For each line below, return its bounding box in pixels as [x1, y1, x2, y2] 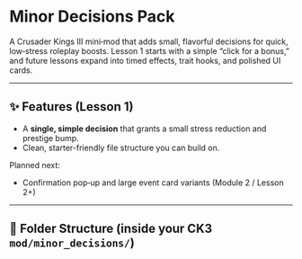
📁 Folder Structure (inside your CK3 [9, 221, 213, 237]
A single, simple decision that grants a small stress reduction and [22, 123, 267, 134]
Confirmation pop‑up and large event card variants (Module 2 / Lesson [22, 177, 285, 188]
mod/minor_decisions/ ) [9, 236, 135, 251]
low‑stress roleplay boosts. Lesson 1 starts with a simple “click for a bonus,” [9, 45, 290, 56]
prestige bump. [22, 132, 79, 143]
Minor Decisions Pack [9, 6, 175, 27]
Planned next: [9, 159, 61, 170]
